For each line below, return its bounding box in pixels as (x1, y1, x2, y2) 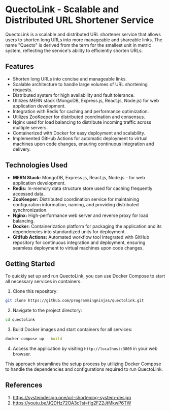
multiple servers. (12, 124, 48, 130)
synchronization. (12, 207, 48, 213)
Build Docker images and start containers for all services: (12, 326, 133, 333)
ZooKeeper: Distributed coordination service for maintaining (12, 196, 140, 202)
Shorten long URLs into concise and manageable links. (12, 75, 127, 82)
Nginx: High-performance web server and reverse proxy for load (12, 212, 149, 218)
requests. (12, 87, 33, 93)
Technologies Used (5, 161, 67, 170)
